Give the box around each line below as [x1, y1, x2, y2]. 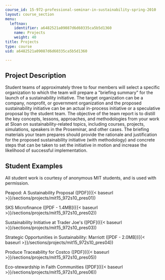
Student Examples [5, 162, 63, 170]
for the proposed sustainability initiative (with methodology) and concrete [5, 137, 155, 143]
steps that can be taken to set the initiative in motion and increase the [5, 142, 147, 148]
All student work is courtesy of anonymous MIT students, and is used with [5, 175, 157, 181]
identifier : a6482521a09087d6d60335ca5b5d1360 [14, 26, 112, 31]
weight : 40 [14, 35, 37, 40]
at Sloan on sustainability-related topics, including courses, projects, [5, 121, 145, 127]
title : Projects [5, 40, 39, 45]
